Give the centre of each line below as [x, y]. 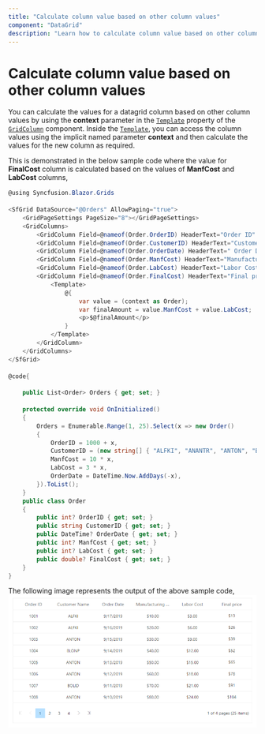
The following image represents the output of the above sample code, [121, 591]
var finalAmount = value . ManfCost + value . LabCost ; [165, 309]
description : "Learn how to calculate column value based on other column [134, 33]
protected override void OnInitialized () [91, 410]
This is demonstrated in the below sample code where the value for [118, 161]
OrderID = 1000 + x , [84, 443]
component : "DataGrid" [45, 25]
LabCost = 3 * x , [79, 468]
